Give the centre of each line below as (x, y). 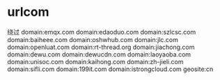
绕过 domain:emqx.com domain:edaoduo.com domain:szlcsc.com (102, 32)
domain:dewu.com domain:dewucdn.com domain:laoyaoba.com (99, 54)
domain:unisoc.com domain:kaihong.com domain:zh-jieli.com (95, 61)
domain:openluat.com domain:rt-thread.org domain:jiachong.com (101, 47)
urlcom (29, 12)
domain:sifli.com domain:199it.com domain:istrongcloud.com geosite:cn (110, 69)
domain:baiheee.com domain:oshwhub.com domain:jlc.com (93, 39)
